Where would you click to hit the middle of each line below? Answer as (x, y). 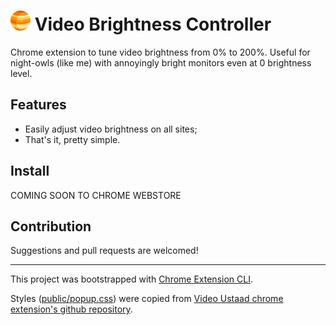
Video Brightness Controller (153, 24)
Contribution (51, 226)
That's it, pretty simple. (72, 139)
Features (38, 105)
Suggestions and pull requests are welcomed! (104, 251)
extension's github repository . (71, 309)
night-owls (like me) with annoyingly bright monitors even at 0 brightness (161, 62)
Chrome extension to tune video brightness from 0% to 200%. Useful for (160, 52)
